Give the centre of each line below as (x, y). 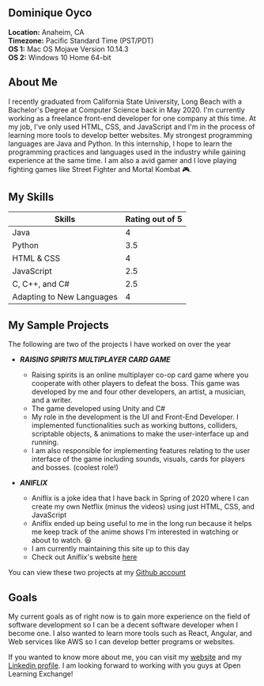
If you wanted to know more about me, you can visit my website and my (125, 657)
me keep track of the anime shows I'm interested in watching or (135, 532)
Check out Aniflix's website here (84, 557)
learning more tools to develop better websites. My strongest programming (130, 135)
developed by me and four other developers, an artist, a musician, (139, 392)
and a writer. (52, 400)
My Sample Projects (58, 325)
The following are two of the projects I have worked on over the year (120, 345)
